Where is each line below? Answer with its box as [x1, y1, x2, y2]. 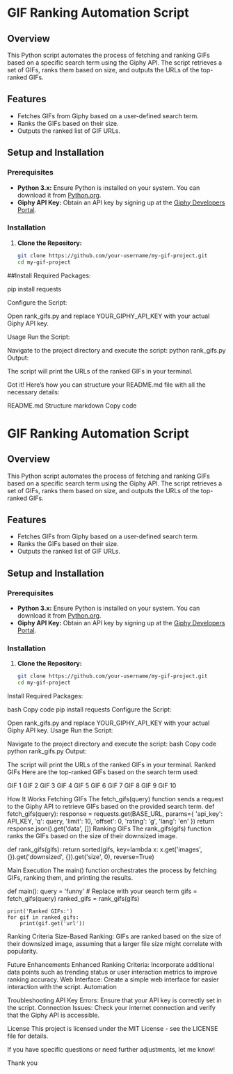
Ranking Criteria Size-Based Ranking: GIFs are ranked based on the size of [7, 932, 222, 940]
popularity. [7, 947, 38, 956]
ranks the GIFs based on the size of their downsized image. [7, 832, 177, 840]
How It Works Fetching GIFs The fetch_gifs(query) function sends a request [7, 795, 224, 803]
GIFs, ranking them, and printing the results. [7, 874, 134, 882]
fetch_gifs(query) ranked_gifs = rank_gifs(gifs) [7, 895, 140, 903]
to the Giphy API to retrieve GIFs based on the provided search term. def [7, 802, 215, 811]
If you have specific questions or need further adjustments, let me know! [7, 1045, 216, 1054]
